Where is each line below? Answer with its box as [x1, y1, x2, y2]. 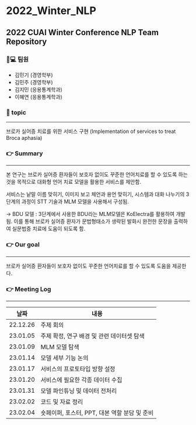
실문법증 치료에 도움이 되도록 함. [12, 225, 86, 232]
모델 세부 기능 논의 [40, 354, 89, 362]
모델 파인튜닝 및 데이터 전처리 [40, 387, 117, 395]
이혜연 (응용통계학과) [14, 93, 62, 100]
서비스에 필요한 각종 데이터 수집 [40, 376, 123, 384]
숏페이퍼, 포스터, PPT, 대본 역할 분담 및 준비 [40, 409, 154, 417]
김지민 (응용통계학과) [14, 86, 62, 93]
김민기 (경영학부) [14, 71, 54, 78]
